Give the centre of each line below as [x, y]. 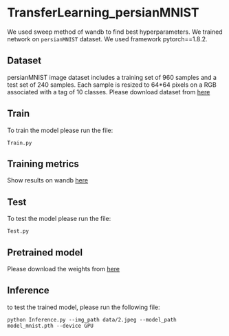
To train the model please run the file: [60, 130]
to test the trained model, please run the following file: [84, 307]
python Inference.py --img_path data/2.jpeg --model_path [92, 319]
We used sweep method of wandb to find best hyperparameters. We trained [115, 32]
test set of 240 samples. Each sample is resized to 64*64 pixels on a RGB [112, 85]
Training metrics [43, 164]
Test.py [18, 231]
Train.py [20, 143]
